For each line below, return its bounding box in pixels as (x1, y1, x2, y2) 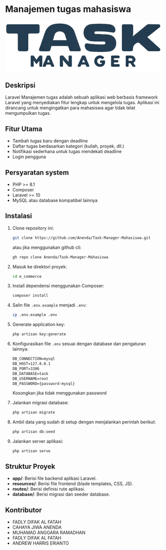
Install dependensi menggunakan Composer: (12, 283, 104, 289)
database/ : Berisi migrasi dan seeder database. (12, 491, 110, 497)
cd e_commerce (12, 274, 42, 279)
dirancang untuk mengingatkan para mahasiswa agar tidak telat (5, 105, 136, 111)
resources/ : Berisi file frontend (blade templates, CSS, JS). (12, 481, 133, 487)
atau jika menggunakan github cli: (12, 244, 82, 250)
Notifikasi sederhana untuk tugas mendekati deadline (12, 149, 122, 155)
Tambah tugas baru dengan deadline (12, 138, 88, 144)
